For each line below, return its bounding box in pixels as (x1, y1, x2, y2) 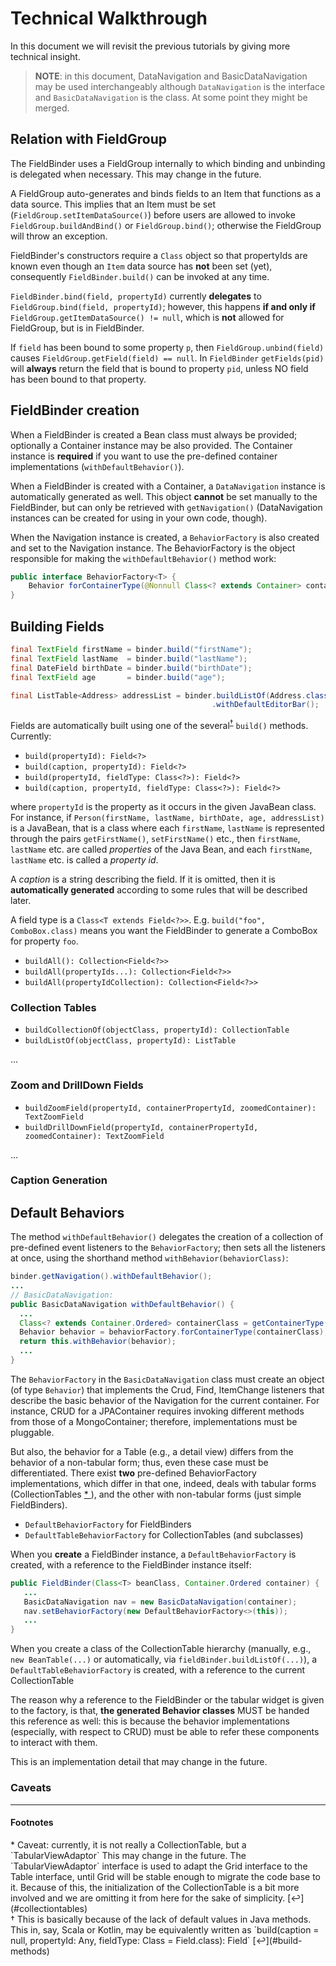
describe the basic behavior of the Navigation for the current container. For (10, 1394, 320, 1406)
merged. (34, 102, 70, 114)
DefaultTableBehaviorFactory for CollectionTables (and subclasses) (24, 1528, 304, 1541)
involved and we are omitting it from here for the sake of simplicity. (10, 1892, 286, 1904)
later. (10, 894, 32, 906)
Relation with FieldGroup (10, 131, 168, 148)
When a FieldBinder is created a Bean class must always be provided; (10, 428, 298, 441)
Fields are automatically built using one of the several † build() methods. (10, 718, 309, 731)
